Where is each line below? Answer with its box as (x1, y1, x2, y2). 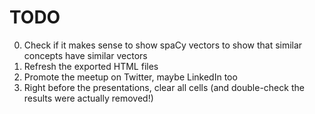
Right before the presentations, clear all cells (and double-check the (23, 81, 305, 93)
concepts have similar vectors (23, 49, 148, 61)
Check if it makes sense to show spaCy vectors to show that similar (23, 39, 303, 51)
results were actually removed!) (23, 92, 154, 104)
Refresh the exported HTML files (23, 60, 159, 72)
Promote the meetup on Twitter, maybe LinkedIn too (23, 71, 238, 83)
